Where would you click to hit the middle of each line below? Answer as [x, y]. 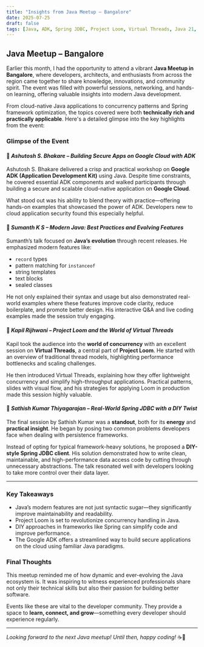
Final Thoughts [29, 562]
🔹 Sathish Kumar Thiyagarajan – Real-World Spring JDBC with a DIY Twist [102, 408]
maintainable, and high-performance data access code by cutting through [99, 459]
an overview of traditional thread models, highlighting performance [90, 356]
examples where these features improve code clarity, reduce [98, 303]
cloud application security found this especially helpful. [75, 213]
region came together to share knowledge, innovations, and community [96, 81]
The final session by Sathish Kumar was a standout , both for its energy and [101, 422]
